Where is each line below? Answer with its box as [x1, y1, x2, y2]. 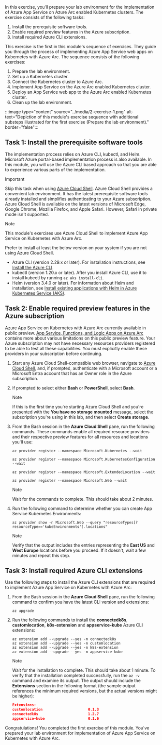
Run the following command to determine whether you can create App [12, 505, 152, 511]
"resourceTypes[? [103, 520, 138, 525]
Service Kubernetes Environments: [12, 510, 81, 516]
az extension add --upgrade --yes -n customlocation [12, 641, 121, 646]
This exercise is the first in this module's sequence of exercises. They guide [5, 44, 156, 49]
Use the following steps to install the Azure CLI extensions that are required [5, 579, 156, 585]
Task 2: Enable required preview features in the [5, 305, 150, 313]
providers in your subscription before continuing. [5, 351, 103, 356]
